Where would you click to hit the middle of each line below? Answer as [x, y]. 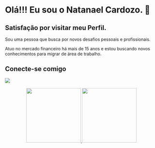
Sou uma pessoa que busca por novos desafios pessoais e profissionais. [78, 39]
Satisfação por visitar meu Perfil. [56, 28]
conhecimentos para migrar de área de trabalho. [53, 54]
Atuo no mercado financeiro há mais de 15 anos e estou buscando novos [77, 49]
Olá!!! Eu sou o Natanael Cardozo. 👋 [78, 10]
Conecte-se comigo [36, 69]
